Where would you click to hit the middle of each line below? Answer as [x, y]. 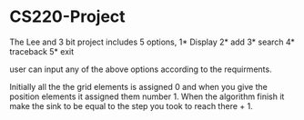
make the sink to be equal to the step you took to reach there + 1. [131, 105]
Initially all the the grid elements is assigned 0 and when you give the [139, 86]
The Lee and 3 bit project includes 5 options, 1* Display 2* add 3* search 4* [152, 42]
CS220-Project [67, 17]
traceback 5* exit [42, 51]
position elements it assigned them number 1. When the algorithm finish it [147, 96]
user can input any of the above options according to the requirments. [141, 69]
